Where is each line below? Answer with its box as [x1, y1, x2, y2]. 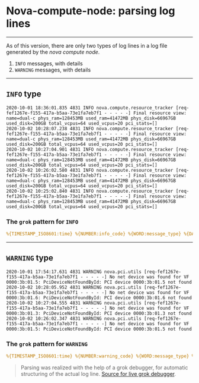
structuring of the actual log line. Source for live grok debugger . [20, 370, 176, 377]
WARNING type [6, 253, 53, 263]
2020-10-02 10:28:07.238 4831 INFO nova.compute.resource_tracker [6, 125, 174, 131]
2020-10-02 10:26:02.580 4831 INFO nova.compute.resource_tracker [6, 167, 174, 173]
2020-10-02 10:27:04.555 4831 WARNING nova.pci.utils [6, 300, 142, 306]
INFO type [6, 89, 41, 99]
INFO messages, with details [14, 59, 83, 67]
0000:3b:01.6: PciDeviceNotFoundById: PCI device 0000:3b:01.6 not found [6, 294, 192, 301]
